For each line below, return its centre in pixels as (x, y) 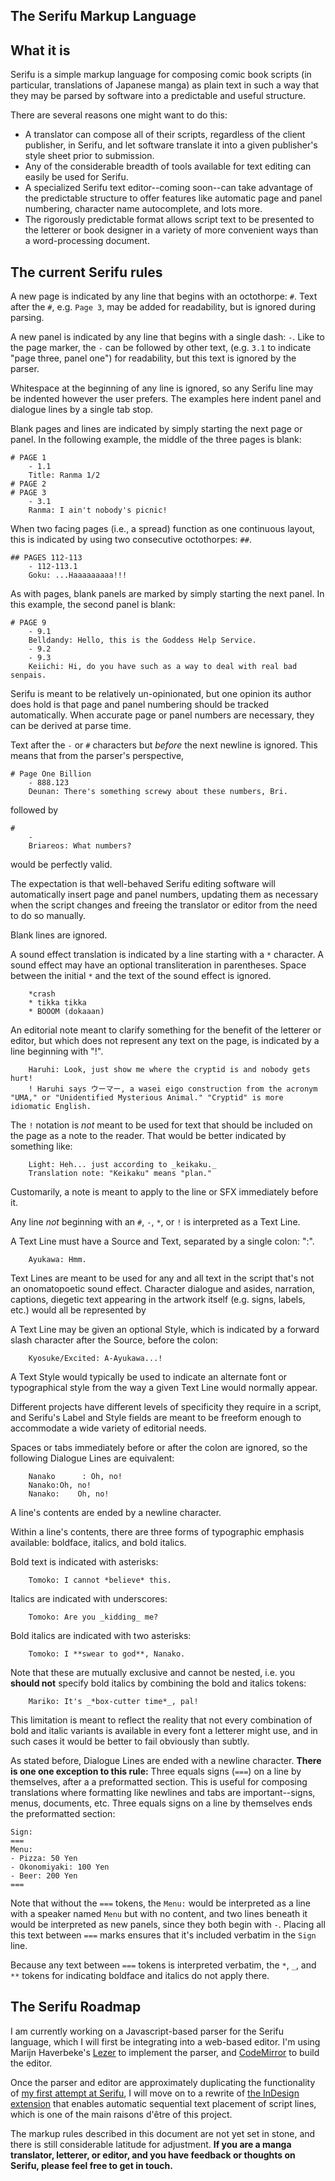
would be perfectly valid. (61, 865)
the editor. (31, 2063)
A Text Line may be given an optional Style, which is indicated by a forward (165, 1330)
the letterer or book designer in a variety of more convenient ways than (171, 230)
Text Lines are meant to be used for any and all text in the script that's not (162, 1278)
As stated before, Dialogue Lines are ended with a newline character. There (166, 1761)
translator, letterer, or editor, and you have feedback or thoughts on (153, 2155)
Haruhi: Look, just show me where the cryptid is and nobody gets (169, 1070)
